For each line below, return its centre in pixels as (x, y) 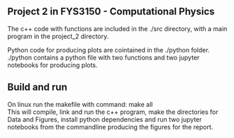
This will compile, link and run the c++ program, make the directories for (113, 112)
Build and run (37, 87)
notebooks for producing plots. (52, 65)
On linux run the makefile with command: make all (80, 104)
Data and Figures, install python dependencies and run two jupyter (105, 119)
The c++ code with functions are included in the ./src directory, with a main (117, 28)
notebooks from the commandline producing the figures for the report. (110, 127)
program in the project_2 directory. (58, 36)
